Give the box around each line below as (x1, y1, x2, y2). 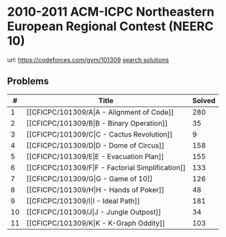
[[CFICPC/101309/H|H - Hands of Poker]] (26, 185, 164, 195)
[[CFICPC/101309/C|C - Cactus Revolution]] (26, 129, 173, 139)
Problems (7, 76, 49, 87)
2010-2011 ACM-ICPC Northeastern (7, 4, 214, 20)
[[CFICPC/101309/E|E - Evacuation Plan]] (26, 152, 164, 161)
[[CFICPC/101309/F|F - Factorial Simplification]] (26, 163, 186, 172)
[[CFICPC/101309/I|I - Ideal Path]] (26, 196, 140, 206)
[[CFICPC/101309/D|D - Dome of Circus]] (26, 141, 164, 150)
